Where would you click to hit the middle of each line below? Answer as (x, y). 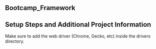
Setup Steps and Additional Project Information (78, 24)
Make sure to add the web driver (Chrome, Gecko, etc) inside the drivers (78, 36)
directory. (15, 41)
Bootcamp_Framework (40, 8)
